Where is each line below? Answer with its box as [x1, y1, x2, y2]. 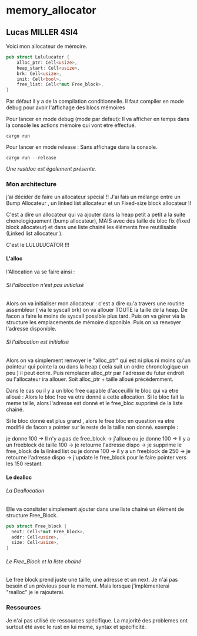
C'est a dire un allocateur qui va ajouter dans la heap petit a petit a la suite [6, 211, 186, 218]
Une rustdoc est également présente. [6, 165, 96, 172]
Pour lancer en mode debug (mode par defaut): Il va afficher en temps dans [6, 116, 189, 123]
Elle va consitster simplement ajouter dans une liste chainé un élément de [6, 505, 184, 513]
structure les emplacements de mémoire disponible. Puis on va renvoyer [6, 318, 181, 325]
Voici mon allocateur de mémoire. [6, 43, 88, 50]
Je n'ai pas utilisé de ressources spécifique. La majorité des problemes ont [6, 617, 188, 624]
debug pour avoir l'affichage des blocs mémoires [6, 104, 125, 111]
